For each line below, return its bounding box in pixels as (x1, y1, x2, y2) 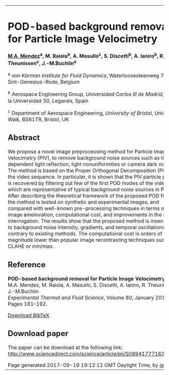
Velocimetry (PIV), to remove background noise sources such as (8, 154, 160, 162)
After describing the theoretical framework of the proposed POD (8, 192, 159, 199)
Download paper (8, 329, 69, 339)
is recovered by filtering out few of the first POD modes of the (8, 180, 153, 187)
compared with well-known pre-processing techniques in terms (8, 205, 160, 212)
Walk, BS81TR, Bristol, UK (8, 116, 69, 123)
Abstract (8, 133, 40, 143)
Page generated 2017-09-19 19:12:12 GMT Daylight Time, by (8, 362, 158, 369)
